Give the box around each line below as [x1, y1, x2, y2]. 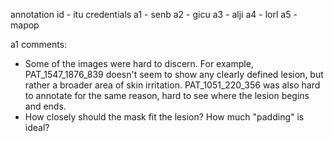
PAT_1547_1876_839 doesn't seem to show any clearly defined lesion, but [24, 69, 324, 80]
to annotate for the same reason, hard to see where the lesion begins [24, 90, 310, 101]
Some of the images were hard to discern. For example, [24, 58, 254, 69]
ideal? [24, 122, 50, 133]
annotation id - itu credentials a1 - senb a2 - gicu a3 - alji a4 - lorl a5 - [10, 9, 298, 20]
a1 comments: [10, 39, 68, 50]
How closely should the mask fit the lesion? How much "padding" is [24, 111, 305, 123]
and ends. [24, 100, 67, 112]
